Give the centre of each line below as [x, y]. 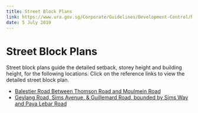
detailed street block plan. [38, 80]
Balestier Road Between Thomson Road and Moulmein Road [88, 91]
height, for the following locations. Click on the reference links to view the [95, 74]
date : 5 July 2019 [29, 22]
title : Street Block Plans [39, 11]
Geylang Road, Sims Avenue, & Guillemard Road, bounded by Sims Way [101, 98]
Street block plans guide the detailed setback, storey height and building [94, 67]
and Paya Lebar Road [41, 104]
